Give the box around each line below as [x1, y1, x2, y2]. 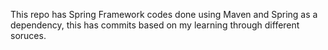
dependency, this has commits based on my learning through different [10, 19, 300, 31]
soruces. [10, 30, 47, 41]
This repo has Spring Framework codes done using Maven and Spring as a [10, 9, 318, 20]
